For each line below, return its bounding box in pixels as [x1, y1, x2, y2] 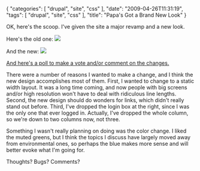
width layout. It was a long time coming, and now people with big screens [6, 84, 187, 91]
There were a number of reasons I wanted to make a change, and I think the [6, 71, 193, 78]
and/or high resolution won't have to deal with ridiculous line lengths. [6, 90, 177, 97]
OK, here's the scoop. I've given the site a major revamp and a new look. [6, 23, 185, 30]
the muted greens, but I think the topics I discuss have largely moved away [6, 134, 190, 140]
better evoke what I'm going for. [6, 146, 85, 154]
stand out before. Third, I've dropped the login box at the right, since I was [6, 103, 190, 110]
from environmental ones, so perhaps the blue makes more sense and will [6, 140, 189, 147]
